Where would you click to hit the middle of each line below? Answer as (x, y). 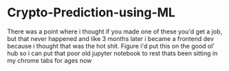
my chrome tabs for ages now (50, 60)
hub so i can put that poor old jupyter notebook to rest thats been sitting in (112, 53)
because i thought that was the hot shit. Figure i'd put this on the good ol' (111, 46)
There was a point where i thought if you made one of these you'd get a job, (115, 31)
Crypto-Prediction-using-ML (91, 13)
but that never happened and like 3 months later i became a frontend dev (111, 38)
